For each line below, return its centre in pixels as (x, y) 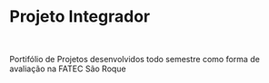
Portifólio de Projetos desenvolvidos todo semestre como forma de (135, 59)
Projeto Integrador (80, 17)
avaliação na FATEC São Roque (68, 69)
